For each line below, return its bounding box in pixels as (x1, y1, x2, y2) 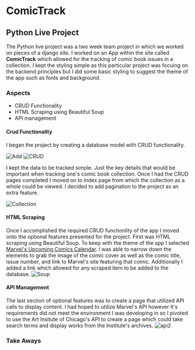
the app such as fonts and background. (6, 75, 101, 81)
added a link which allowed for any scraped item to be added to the (6, 264, 169, 271)
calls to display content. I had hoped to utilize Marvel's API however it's (6, 303, 178, 310)
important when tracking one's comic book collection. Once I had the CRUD (6, 170, 189, 177)
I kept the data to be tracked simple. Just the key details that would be (6, 164, 176, 171)
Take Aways (6, 336, 42, 345)
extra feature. (6, 189, 39, 196)
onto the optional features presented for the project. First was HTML (6, 233, 171, 240)
